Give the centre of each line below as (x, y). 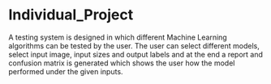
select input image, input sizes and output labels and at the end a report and (136, 54)
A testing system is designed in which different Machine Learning (118, 37)
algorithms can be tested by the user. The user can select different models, (134, 45)
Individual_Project (71, 15)
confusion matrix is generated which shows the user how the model (122, 63)
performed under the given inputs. (66, 71)
